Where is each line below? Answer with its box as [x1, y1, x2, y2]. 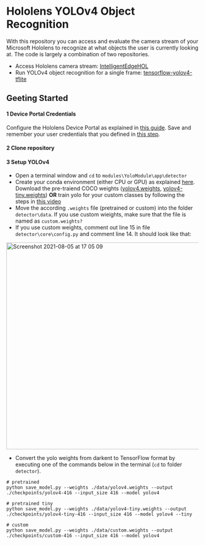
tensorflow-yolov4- [143, 69, 193, 76]
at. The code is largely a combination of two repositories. [6, 50, 150, 57]
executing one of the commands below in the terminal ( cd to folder [15, 461, 182, 469]
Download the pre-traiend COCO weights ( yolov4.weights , [15, 185, 162, 192]
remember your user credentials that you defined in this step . [6, 130, 160, 138]
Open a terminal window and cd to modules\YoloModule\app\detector [15, 172, 187, 179]
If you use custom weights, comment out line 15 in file [15, 224, 151, 231]
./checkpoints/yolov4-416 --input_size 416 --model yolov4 [6, 490, 160, 496]
